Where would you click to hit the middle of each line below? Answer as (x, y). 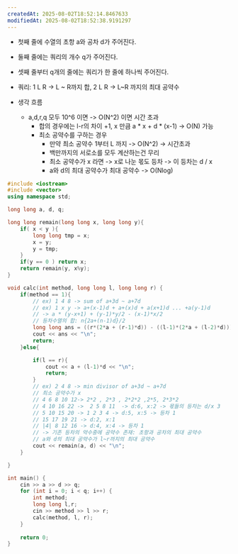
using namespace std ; (39, 197)
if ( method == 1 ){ (46, 294)
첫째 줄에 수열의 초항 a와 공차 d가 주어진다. (77, 41)
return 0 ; (35, 537)
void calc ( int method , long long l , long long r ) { (85, 288)
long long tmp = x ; (62, 236)
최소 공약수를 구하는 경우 (73, 135)
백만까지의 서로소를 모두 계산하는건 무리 (104, 153)
